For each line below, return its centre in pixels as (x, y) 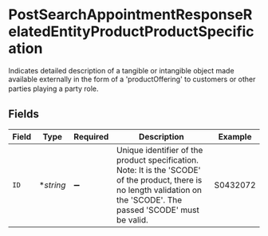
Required (91, 136)
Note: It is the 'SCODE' (159, 170)
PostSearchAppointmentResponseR (130, 15)
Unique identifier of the (160, 150)
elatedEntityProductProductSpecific (131, 31)
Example (235, 136)
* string (52, 185)
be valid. (133, 219)
